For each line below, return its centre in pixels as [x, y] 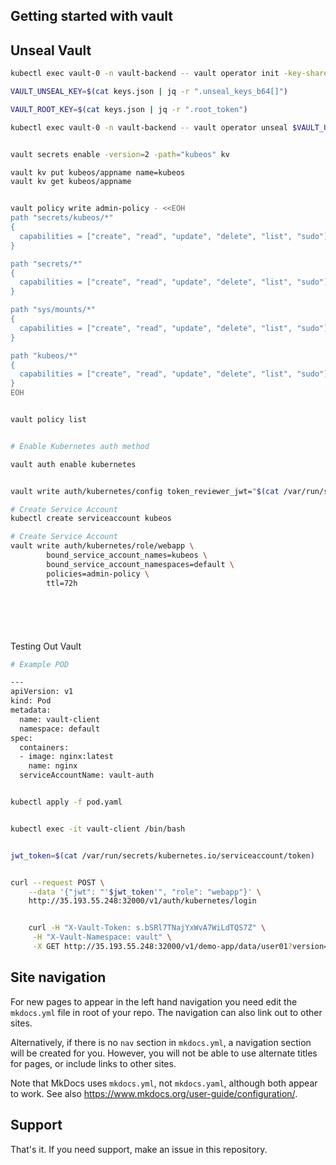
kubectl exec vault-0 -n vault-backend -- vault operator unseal [149, 127]
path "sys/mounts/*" [53, 310]
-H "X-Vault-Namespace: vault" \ [102, 937]
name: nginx [53, 766]
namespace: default [60, 729]
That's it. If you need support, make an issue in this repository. [139, 1149]
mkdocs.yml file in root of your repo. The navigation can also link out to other [166, 1012]
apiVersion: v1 [42, 692]
